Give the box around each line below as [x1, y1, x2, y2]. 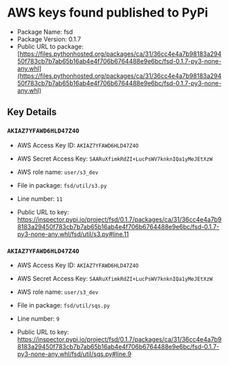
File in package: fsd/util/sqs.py [17, 301, 110, 309]
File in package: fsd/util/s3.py [17, 181, 107, 189]
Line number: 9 [17, 314, 60, 322]
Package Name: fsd [17, 28, 74, 36]
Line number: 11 [17, 195, 63, 203]
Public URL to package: [17, 42, 84, 50]
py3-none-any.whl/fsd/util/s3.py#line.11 [17, 230, 129, 238]
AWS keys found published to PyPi [7, 5, 208, 21]
